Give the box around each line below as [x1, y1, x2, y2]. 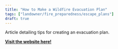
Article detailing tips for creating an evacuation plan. [5, 30, 110, 35]
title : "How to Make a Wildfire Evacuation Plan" [5, 7, 108, 12]
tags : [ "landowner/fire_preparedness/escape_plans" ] [5, 12, 114, 16]
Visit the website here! [5, 39, 52, 45]
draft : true [5, 16, 29, 21]
